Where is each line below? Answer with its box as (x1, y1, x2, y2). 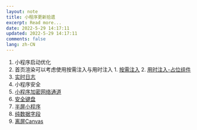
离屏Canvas (14, 118, 44, 125)
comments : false (6, 36, 46, 42)
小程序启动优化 (14, 58, 51, 66)
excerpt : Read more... (6, 19, 62, 25)
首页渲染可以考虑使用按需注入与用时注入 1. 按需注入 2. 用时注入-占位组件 (14, 66, 191, 73)
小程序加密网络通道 (14, 88, 62, 95)
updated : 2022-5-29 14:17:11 (6, 31, 78, 37)
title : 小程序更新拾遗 (6, 14, 56, 20)
